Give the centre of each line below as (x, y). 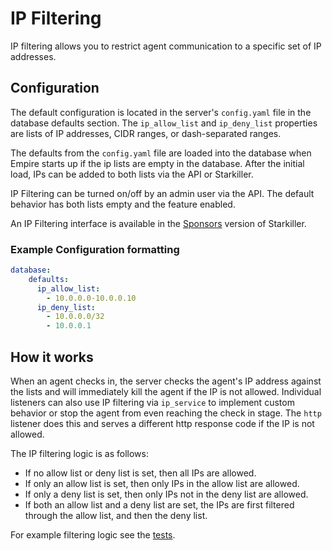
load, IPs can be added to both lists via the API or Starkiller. (132, 174)
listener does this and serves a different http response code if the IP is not (162, 423)
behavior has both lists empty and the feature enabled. (123, 204)
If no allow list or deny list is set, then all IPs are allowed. (140, 473)
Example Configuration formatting (95, 249)
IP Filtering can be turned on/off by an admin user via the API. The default (162, 193)
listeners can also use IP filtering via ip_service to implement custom (152, 402)
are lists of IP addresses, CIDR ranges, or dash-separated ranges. (146, 133)
